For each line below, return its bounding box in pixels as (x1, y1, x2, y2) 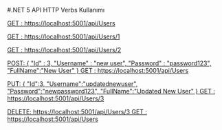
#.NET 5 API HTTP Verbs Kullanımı (7, 6, 105, 14)
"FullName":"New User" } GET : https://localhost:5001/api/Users (7, 67, 189, 74)
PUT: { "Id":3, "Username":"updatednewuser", (7, 80, 138, 88)
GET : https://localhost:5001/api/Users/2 (7, 46, 122, 54)
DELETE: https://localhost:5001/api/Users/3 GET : (7, 108, 148, 116)
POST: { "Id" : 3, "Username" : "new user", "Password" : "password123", (7, 59, 212, 67)
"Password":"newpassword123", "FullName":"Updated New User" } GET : (7, 87, 215, 95)
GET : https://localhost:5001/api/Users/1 (7, 32, 120, 41)
